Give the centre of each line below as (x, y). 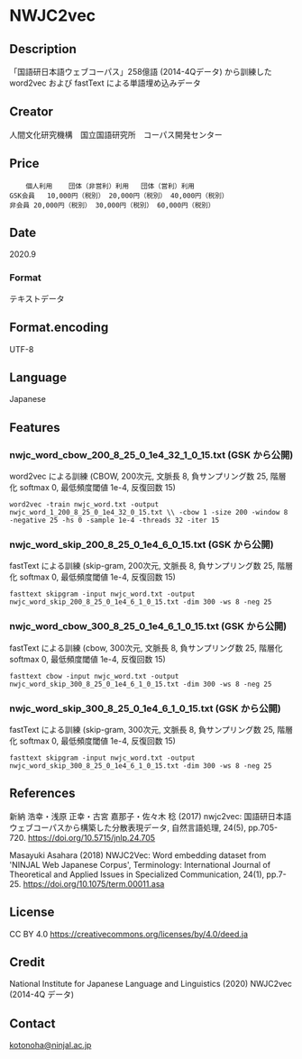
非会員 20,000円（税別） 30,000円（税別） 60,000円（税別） (112, 205)
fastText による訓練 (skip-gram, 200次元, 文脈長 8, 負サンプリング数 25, (142, 566)
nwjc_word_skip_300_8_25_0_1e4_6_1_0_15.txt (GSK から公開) (145, 708)
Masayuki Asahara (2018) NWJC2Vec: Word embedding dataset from (138, 855)
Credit (27, 962)
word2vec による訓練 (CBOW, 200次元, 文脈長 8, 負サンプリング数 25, (139, 476)
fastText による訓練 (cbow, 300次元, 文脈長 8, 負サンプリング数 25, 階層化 (146, 648)
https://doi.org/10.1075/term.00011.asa (94, 883)
